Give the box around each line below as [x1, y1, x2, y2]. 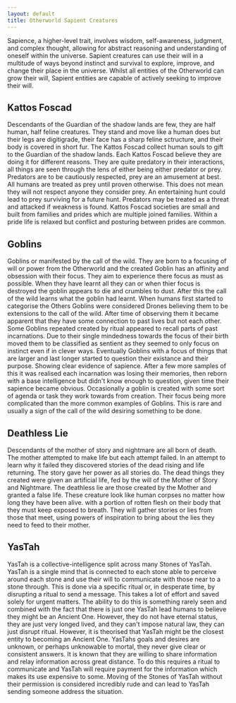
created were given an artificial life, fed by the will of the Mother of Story [7, 475, 218, 484]
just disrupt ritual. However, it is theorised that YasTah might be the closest [7, 627, 224, 635]
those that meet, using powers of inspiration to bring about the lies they [7, 513, 215, 522]
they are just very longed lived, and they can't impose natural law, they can [7, 620, 225, 628]
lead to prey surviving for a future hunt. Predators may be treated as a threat [7, 195, 229, 204]
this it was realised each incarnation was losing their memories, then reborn [7, 369, 228, 378]
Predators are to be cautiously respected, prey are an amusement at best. [7, 173, 222, 181]
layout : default [7, 10, 55, 18]
